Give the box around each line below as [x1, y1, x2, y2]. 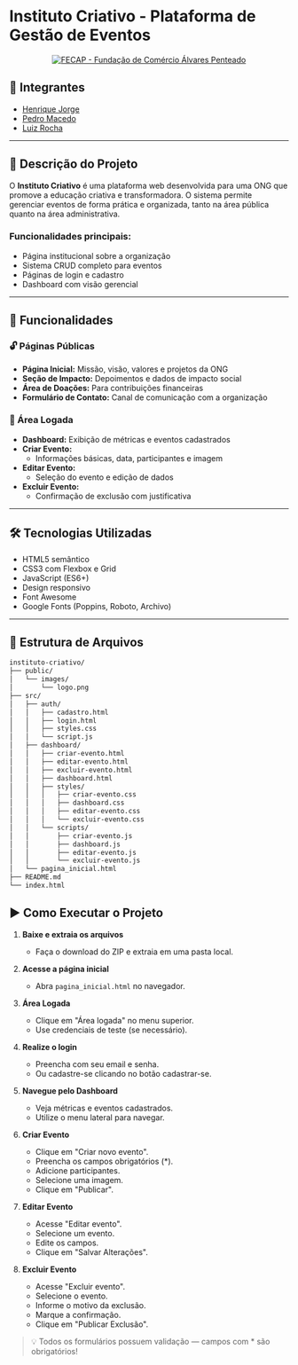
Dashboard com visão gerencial [21, 278, 139, 289]
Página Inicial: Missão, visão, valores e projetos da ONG [21, 364, 229, 374]
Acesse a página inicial [21, 963, 109, 974]
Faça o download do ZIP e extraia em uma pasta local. [35, 946, 233, 957]
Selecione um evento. [35, 1228, 115, 1238]
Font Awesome [21, 592, 77, 602]
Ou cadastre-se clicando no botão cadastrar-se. [35, 1068, 212, 1079]
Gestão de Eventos [9, 25, 152, 45]
